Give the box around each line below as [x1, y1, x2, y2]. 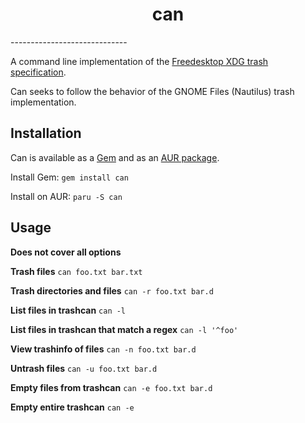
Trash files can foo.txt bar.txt [10, 265, 143, 277]
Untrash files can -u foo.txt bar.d [10, 362, 158, 374]
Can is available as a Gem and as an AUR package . [10, 151, 220, 163]
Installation [10, 125, 82, 142]
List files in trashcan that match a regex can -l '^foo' [10, 323, 239, 335]
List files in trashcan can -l [10, 304, 127, 316]
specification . [10, 66, 67, 78]
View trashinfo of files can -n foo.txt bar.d [10, 343, 197, 355]
